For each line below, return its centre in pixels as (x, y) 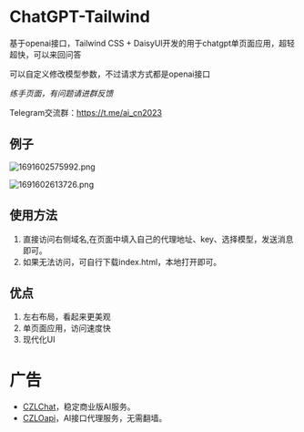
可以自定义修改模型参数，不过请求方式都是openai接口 (110, 74)
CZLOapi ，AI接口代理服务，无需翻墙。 (95, 418)
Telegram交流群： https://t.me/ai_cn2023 (86, 112)
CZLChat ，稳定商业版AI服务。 (79, 406)
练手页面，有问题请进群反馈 (61, 93)
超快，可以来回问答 (46, 54)
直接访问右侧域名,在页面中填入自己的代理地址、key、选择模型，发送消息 (158, 239)
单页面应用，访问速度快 (66, 328)
